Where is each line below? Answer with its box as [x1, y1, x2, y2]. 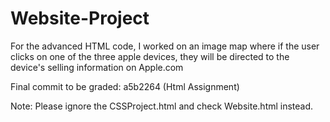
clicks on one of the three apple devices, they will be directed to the [10, 50, 290, 62]
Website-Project [10, 7, 150, 30]
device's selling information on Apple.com [10, 61, 184, 73]
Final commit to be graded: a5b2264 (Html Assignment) [10, 80, 240, 92]
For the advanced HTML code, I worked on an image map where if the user [10, 40, 320, 52]
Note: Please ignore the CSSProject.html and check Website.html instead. [10, 100, 314, 112]
